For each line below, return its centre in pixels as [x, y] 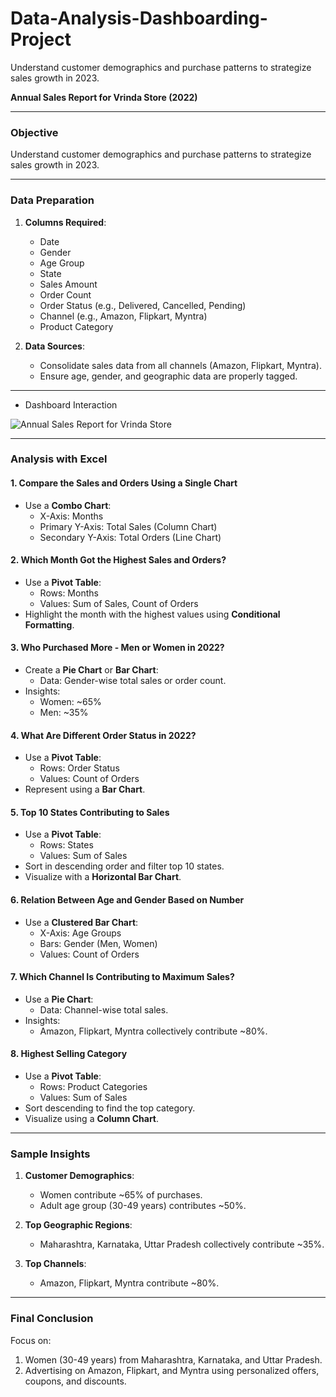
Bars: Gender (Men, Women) [98, 943]
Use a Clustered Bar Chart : [81, 922]
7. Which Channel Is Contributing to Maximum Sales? [122, 977]
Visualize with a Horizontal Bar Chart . [103, 877]
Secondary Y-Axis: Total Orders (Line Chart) [130, 537]
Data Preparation [52, 200]
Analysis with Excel [59, 459]
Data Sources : [54, 346]
